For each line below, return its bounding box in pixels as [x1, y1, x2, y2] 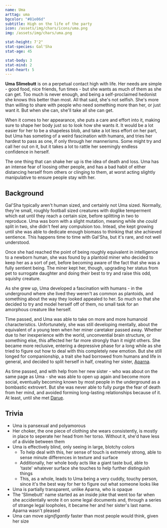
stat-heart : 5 [5, 67, 35, 72]
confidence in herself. [5, 149, 50, 155]
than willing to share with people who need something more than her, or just [5, 102, 161, 108]
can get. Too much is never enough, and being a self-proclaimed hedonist [5, 91, 157, 97]
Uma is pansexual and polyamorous [12, 423, 86, 429]
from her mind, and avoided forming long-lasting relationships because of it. [5, 390, 162, 396]
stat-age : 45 [5, 48, 32, 54]
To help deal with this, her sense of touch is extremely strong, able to [19, 449, 162, 455]
